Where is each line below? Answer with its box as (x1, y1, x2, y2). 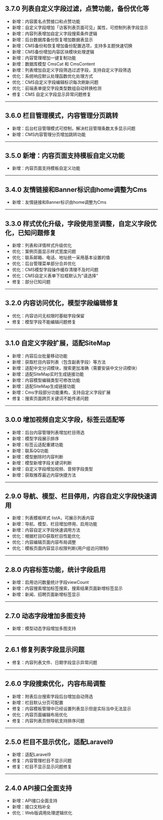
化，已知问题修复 (5, 228, 56, 237)
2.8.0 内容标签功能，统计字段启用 (5, 565, 106, 574)
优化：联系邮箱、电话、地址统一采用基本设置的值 (12, 255, 110, 261)
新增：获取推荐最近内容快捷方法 (12, 472, 76, 478)
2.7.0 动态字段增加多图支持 (5, 611, 86, 620)
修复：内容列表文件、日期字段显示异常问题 (12, 659, 98, 665)
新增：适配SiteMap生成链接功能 (12, 383, 76, 389)
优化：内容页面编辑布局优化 (12, 712, 68, 717)
